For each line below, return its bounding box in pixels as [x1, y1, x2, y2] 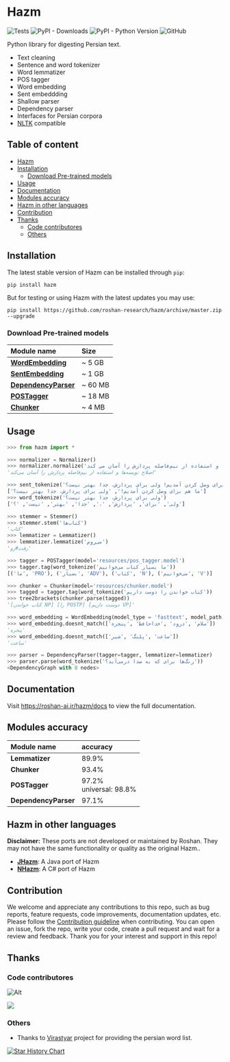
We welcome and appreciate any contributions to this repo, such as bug [7, 903, 210, 911]
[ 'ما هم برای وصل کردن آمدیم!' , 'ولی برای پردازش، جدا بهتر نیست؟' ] [7, 488, 207, 495]
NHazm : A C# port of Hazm [16, 865, 96, 873]
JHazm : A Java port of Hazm [16, 858, 99, 866]
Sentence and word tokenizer [16, 60, 101, 69]
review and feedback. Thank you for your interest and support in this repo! [7, 932, 217, 941]
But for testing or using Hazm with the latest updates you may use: [7, 293, 195, 302]
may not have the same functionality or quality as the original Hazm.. [7, 845, 201, 853]
